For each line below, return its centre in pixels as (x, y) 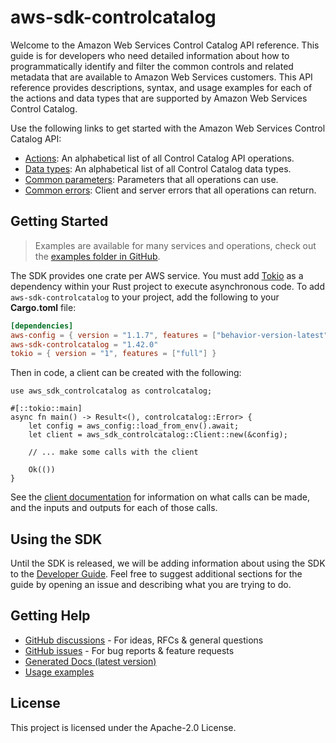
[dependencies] (42, 326)
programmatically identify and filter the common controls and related (152, 66)
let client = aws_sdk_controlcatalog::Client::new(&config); (158, 435)
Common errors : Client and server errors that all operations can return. (170, 190)
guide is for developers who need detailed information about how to (150, 55)
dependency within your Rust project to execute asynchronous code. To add (168, 286)
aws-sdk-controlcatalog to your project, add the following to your (145, 297)
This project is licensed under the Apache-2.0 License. (123, 727)
